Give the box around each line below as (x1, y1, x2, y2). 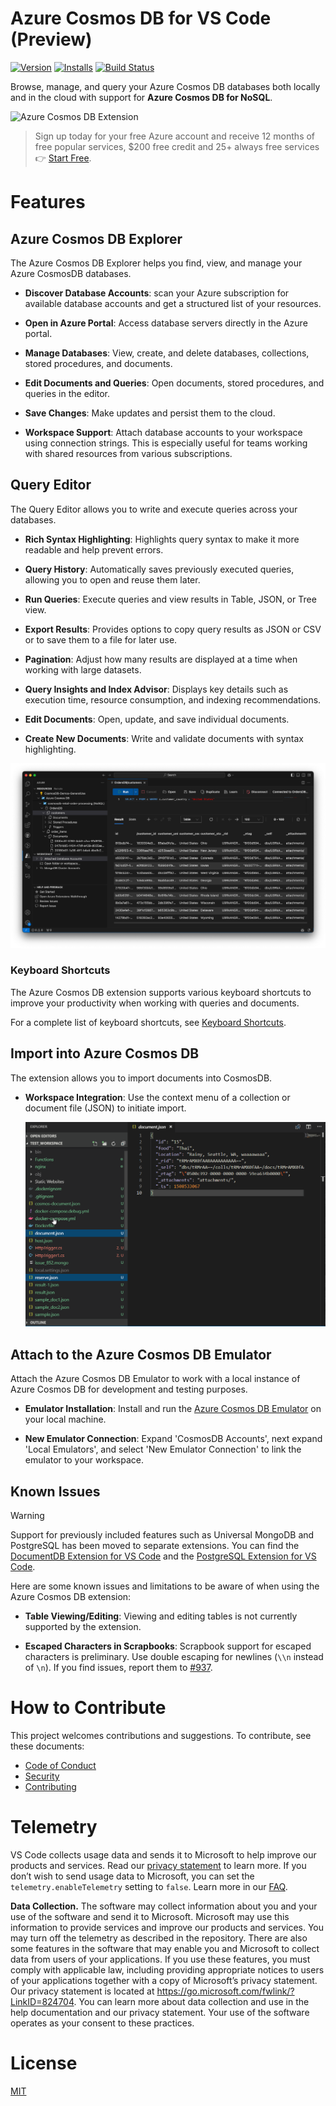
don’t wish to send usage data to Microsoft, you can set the (10, 1870, 255, 1882)
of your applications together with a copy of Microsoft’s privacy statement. (10, 1974, 318, 1986)
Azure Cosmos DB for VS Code (10, 7, 272, 30)
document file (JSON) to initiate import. (24, 1102, 187, 1114)
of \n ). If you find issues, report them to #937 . (24, 1662, 213, 1674)
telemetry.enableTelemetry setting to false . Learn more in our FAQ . (10, 1880, 288, 1892)
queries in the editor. (24, 387, 111, 399)
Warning (10, 1510, 45, 1522)
